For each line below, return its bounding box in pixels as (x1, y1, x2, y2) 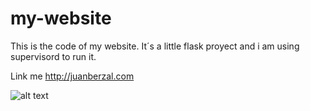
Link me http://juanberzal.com (10, 70, 135, 82)
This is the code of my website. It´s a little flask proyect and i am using (10, 40, 300, 52)
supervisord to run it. (10, 50, 97, 62)
